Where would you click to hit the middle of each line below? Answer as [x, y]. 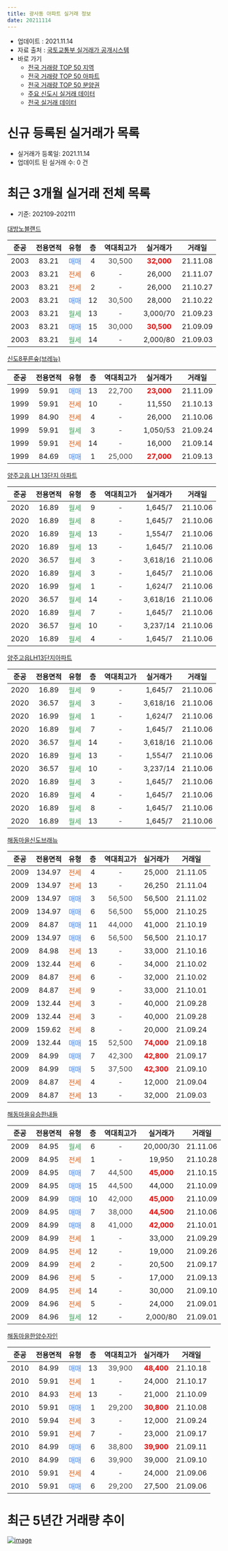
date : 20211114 [29, 20]
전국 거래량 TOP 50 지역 [61, 67]
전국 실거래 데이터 [52, 102]
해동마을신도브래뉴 [32, 840]
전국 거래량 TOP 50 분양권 [63, 85]
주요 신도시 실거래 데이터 [61, 93]
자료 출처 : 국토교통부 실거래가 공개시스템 [73, 50]
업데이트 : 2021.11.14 [45, 41]
